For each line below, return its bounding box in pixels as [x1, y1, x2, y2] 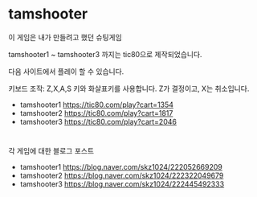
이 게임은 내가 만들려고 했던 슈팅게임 [8, 32, 122, 42]
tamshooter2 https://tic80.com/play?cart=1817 [19, 108, 173, 117]
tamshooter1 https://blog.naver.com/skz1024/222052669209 [19, 162, 222, 172]
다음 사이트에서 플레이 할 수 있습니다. [8, 66, 124, 76]
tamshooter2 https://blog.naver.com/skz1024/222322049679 [19, 170, 224, 181]
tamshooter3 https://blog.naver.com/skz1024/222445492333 [19, 179, 225, 189]
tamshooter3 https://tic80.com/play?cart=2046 [19, 117, 177, 126]
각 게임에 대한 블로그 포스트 [8, 146, 95, 156]
